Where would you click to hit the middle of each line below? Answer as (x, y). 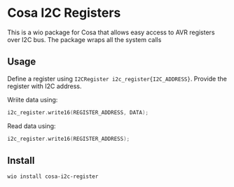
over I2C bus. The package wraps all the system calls (84, 39)
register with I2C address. (44, 86)
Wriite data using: (33, 99)
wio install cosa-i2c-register (53, 176)
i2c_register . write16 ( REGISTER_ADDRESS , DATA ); (78, 112)
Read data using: (32, 126)
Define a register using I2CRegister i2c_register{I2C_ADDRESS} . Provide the (117, 78)
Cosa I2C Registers (64, 13)
